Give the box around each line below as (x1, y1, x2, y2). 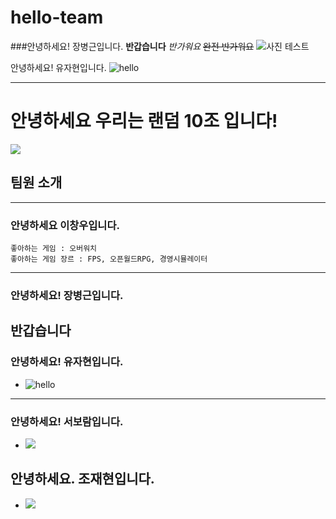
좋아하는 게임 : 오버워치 (10, 243, 98, 253)
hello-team (10, 6, 104, 29)
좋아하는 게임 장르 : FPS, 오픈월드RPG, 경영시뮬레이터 (10, 254, 208, 264)
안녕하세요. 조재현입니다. (10, 471, 155, 488)
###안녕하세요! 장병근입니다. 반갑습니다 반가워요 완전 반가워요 (10, 40, 255, 52)
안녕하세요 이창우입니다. (10, 218, 120, 232)
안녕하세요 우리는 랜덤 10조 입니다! (10, 110, 278, 133)
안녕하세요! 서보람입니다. (10, 414, 124, 428)
